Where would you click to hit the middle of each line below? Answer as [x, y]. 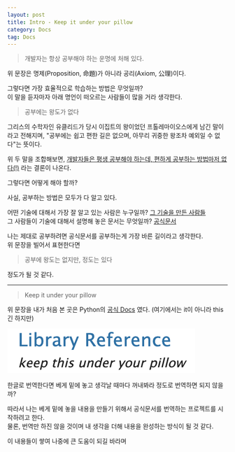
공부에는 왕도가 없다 [51, 112]
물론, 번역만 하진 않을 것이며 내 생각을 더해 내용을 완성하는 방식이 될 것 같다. [111, 426]
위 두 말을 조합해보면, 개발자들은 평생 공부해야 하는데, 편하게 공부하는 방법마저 [114, 159]
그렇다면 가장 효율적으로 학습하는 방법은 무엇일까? [75, 88]
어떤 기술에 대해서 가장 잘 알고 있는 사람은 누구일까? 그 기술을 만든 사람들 [107, 213]
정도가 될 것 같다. [31, 275]
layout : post [26, 15]
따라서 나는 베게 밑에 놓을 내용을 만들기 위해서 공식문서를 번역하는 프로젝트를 [112, 409]
